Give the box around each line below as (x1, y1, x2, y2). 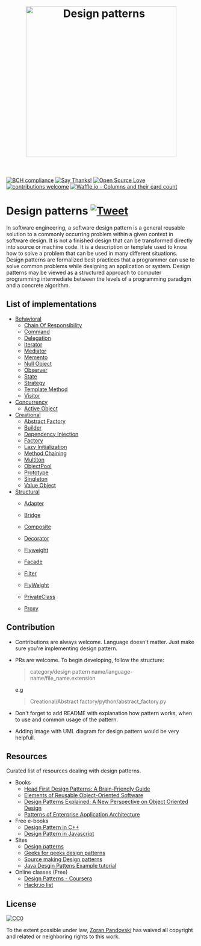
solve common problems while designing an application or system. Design (6, 262, 191, 269)
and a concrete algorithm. (6, 281, 70, 289)
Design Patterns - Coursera (23, 875, 92, 882)
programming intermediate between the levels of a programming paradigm (6, 275, 191, 283)
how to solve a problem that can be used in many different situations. (6, 249, 178, 257)
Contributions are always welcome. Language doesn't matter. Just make (14, 638, 194, 645)
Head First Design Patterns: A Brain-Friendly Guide (23, 785, 150, 792)
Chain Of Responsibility (23, 321, 82, 328)
